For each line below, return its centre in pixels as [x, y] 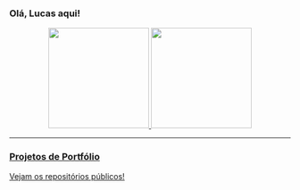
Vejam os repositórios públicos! [67, 176]
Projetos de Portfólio [54, 157]
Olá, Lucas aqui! [45, 13]
